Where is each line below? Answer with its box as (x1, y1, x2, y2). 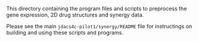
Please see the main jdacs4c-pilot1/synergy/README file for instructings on (6, 23, 193, 30)
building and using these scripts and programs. (6, 29, 124, 36)
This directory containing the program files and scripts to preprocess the (6, 5, 187, 12)
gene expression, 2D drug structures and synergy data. (6, 11, 144, 18)
